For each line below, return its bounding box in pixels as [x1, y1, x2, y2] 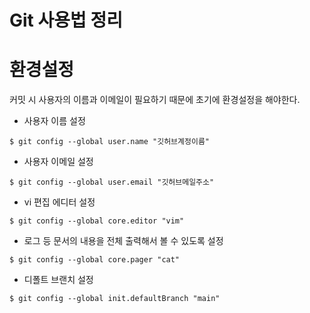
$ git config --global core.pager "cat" [9, 255, 181, 265]
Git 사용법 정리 [9, 9, 123, 32]
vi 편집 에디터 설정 [23, 196, 96, 208]
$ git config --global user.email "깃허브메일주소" [9, 177, 215, 188]
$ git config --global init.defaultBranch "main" [9, 294, 221, 304]
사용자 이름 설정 [23, 115, 86, 127]
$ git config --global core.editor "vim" [9, 216, 185, 226]
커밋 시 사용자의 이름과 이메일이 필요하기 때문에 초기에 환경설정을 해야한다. [9, 94, 301, 106]
